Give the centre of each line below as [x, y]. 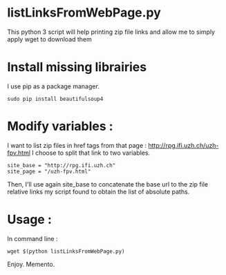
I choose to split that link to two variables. [91, 153]
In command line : [32, 238]
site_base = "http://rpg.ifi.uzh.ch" [62, 165]
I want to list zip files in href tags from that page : [77, 145]
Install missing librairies [77, 67]
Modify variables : [60, 126]
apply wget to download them [49, 39]
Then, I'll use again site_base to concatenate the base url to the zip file [108, 184]
